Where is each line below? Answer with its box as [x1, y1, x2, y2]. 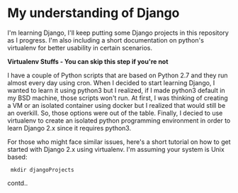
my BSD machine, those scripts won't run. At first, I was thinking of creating [7, 94, 228, 102]
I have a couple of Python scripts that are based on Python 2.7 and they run [7, 71, 228, 79]
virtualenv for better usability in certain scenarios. [7, 43, 152, 52]
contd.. [7, 179, 28, 187]
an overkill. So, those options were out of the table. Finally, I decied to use [7, 109, 223, 117]
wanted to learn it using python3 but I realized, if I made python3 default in [7, 86, 225, 94]
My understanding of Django [7, 5, 180, 21]
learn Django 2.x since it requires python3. [7, 123, 132, 132]
